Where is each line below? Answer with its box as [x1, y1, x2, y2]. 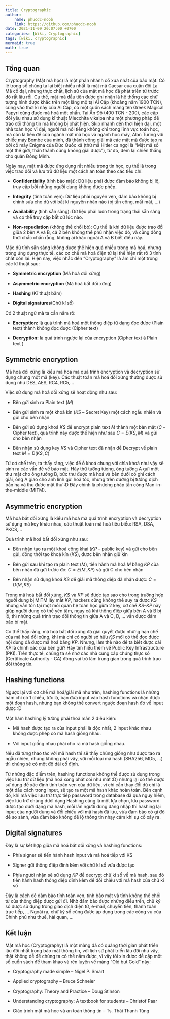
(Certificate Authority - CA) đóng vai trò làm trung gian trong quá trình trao [5, 656, 161, 662]
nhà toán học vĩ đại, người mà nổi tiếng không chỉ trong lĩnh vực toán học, [5, 126, 160, 132]
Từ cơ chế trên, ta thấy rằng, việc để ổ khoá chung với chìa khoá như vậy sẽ [5, 460, 164, 467]
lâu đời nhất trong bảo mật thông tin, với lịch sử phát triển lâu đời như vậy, [5, 947, 159, 953]
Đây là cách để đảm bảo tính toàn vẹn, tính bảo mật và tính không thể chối [5, 892, 161, 899]
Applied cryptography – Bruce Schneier [12, 978, 95, 984]
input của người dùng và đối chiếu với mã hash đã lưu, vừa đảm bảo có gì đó [5, 809, 165, 815]
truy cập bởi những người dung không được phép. [12, 183, 117, 190]
